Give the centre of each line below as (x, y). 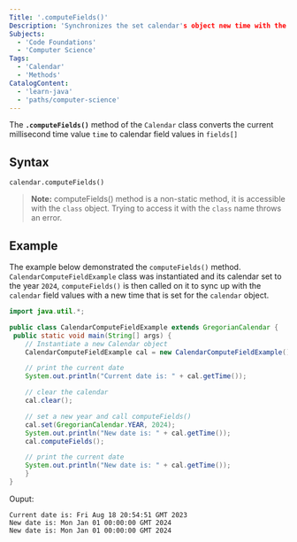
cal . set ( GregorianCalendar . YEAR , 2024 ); (100, 425)
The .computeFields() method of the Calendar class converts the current (141, 125)
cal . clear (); (49, 400)
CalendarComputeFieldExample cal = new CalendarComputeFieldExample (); (160, 352)
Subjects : (27, 34)
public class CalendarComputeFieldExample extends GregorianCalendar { (144, 327)
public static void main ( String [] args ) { (92, 336)
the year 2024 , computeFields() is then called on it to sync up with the (135, 286)
